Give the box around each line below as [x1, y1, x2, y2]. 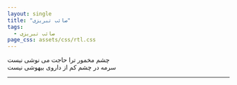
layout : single [7, 10, 52, 18]
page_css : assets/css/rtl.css [7, 37, 97, 44]
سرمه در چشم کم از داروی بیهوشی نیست [7, 63, 116, 72]
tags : [7, 23, 23, 30]
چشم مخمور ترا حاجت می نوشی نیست [7, 55, 110, 64]
